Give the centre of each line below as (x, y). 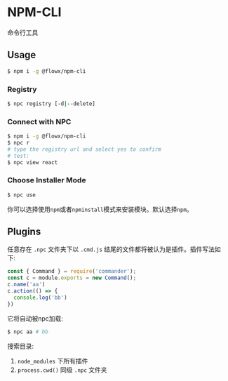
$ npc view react (33, 162)
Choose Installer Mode (47, 180)
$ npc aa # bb (28, 332)
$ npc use (22, 195)
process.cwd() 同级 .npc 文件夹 (62, 370)
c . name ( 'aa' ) (26, 285)
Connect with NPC (39, 121)
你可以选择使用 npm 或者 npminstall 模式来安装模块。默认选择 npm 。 (100, 209)
